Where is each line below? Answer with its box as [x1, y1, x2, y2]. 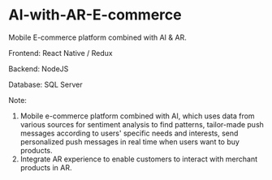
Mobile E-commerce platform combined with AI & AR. [8, 32, 187, 42]
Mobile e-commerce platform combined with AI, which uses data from [19, 111, 255, 121]
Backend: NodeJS [8, 63, 69, 74]
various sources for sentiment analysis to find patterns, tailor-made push [19, 119, 264, 129]
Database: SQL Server [8, 79, 83, 89]
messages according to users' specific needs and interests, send [19, 128, 239, 138]
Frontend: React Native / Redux [8, 48, 113, 58]
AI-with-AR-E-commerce [8, 6, 182, 24]
